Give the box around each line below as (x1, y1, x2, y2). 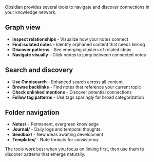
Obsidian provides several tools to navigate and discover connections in (5, 4, 150, 10)
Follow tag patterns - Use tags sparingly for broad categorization (12, 94, 144, 100)
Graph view (5, 23, 40, 32)
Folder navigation (5, 108, 59, 117)
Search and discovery (5, 66, 73, 74)
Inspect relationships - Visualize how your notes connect (12, 36, 128, 42)
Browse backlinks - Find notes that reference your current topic (12, 84, 141, 90)
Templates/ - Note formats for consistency (12, 137, 99, 143)
